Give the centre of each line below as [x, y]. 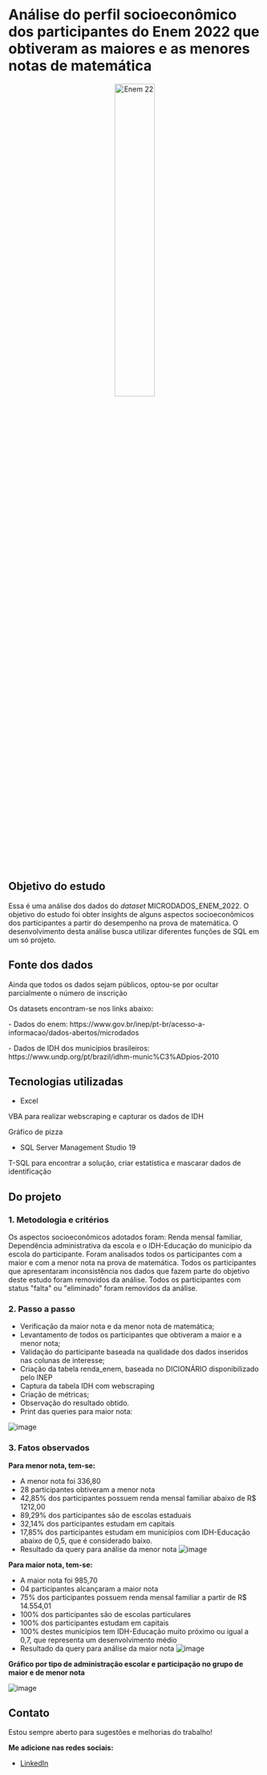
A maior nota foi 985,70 [59, 1580]
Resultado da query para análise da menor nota [98, 1549]
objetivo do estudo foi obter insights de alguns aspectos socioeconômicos [131, 914]
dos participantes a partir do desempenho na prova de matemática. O [123, 923]
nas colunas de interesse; [63, 1361]
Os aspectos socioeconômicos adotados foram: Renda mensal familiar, [125, 1237]
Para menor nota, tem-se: [52, 1466]
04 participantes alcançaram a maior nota [89, 1588]
